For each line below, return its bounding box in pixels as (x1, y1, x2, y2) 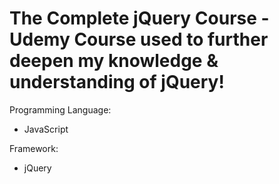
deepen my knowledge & (9, 50, 219, 72)
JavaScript (23, 123, 69, 135)
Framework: (9, 142, 59, 154)
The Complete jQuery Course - (9, 7, 270, 30)
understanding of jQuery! (9, 71, 225, 94)
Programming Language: (9, 103, 112, 116)
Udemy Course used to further (9, 28, 269, 51)
